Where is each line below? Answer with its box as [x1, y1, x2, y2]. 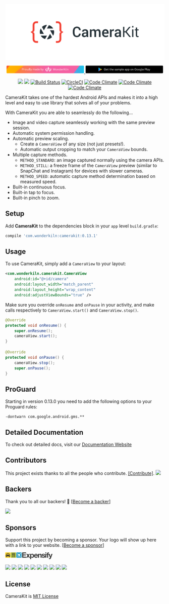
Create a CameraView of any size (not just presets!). [20, 141, 125, 147]
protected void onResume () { [5, 323, 67, 328]
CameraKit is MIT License [5, 593, 59, 599]
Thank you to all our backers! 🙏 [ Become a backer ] [5, 498, 111, 504]
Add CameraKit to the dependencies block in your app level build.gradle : [5, 222, 159, 229]
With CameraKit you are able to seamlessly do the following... [5, 109, 133, 116]
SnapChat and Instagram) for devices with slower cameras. [20, 168, 144, 174]
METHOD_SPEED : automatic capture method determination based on [20, 173, 155, 179]
